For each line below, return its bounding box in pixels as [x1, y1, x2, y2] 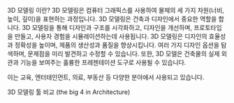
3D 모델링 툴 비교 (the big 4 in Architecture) [7, 88, 131, 96]
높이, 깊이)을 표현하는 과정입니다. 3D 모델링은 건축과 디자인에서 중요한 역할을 [7, 15, 217, 23]
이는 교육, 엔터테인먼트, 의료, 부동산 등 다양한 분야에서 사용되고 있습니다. [7, 73, 205, 81]
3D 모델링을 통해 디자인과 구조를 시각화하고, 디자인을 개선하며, [22, 24, 192, 31]
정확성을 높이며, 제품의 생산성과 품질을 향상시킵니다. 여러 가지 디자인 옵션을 [14, 41, 220, 49]
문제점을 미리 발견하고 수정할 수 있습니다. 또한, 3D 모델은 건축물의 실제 [27, 49, 220, 58]
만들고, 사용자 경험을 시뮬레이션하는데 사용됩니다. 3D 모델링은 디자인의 [14, 32, 207, 40]
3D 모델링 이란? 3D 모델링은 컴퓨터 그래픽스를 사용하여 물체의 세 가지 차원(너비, [7, 6, 225, 14]
